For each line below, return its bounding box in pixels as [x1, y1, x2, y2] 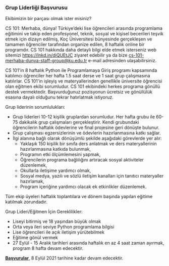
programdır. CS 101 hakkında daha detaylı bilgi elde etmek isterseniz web [5, 47, 157, 53]
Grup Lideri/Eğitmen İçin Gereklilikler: [5, 209, 83, 215]
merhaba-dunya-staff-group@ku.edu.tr [5, 58, 87, 64]
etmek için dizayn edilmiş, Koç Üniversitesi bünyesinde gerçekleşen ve [5, 36, 152, 42]
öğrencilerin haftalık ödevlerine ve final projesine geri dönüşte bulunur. [12, 124, 160, 130]
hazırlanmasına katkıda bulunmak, [20, 146, 91, 152]
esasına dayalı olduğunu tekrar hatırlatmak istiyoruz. [5, 94, 114, 100]
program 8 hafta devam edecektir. [12, 245, 84, 251]
